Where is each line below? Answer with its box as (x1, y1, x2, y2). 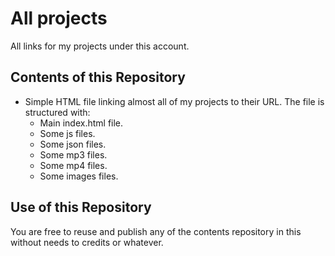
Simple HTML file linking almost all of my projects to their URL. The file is (24, 95, 325, 107)
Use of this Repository (10, 199, 152, 216)
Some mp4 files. (39, 159, 108, 171)
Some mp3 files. (39, 148, 108, 161)
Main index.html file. (39, 117, 124, 129)
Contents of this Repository (10, 69, 186, 86)
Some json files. (39, 138, 107, 150)
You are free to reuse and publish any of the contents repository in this (10, 225, 302, 237)
